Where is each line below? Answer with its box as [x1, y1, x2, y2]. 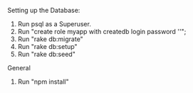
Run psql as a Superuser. [17, 20, 91, 28]
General [7, 64, 31, 72]
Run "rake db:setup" [17, 43, 78, 50]
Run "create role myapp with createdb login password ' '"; [17, 28, 187, 35]
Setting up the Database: [7, 6, 80, 14]
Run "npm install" [17, 77, 69, 86]
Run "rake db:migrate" [17, 35, 83, 43]
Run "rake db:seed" [17, 50, 76, 58]
